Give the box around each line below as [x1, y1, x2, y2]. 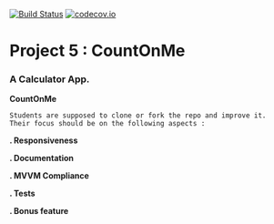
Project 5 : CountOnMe [9, 41, 186, 61]
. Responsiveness [9, 135, 78, 146]
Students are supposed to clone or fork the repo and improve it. [9, 111, 267, 120]
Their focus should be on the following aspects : [9, 119, 206, 128]
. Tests [9, 188, 36, 199]
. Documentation [9, 153, 75, 164]
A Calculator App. [9, 73, 90, 86]
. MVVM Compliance [9, 170, 89, 181]
